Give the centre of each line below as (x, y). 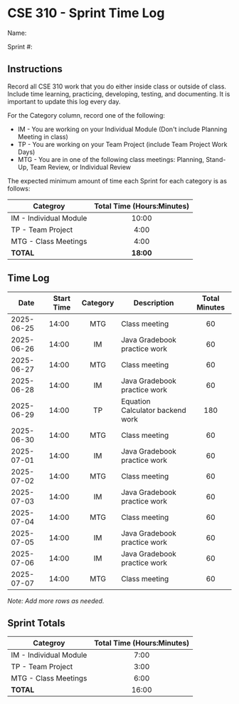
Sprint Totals (36, 623)
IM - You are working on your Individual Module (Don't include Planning (122, 129)
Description (154, 302)
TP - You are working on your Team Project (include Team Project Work (122, 144)
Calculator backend (153, 410)
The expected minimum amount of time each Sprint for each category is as (117, 180)
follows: (19, 188)
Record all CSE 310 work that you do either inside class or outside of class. (117, 86)
